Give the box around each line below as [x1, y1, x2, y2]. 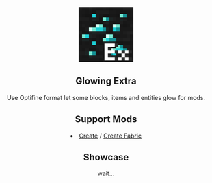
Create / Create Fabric [79, 132, 142, 140]
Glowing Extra [75, 75, 137, 87]
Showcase [83, 151, 129, 163]
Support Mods [75, 113, 137, 125]
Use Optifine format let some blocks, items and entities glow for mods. [7, 93, 205, 101]
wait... [97, 169, 115, 178]
